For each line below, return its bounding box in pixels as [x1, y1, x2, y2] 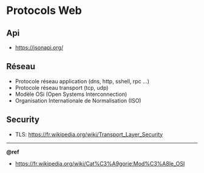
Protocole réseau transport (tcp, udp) [15, 84, 109, 91]
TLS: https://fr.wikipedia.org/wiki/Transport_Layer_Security [15, 131, 163, 138]
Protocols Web [6, 4, 82, 18]
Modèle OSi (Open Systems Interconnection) [15, 90, 127, 98]
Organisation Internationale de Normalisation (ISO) [15, 97, 141, 104]
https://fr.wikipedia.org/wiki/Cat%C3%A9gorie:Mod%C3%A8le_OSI [15, 160, 185, 167]
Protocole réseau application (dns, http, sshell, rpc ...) [15, 77, 150, 85]
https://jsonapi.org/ [15, 44, 64, 51]
